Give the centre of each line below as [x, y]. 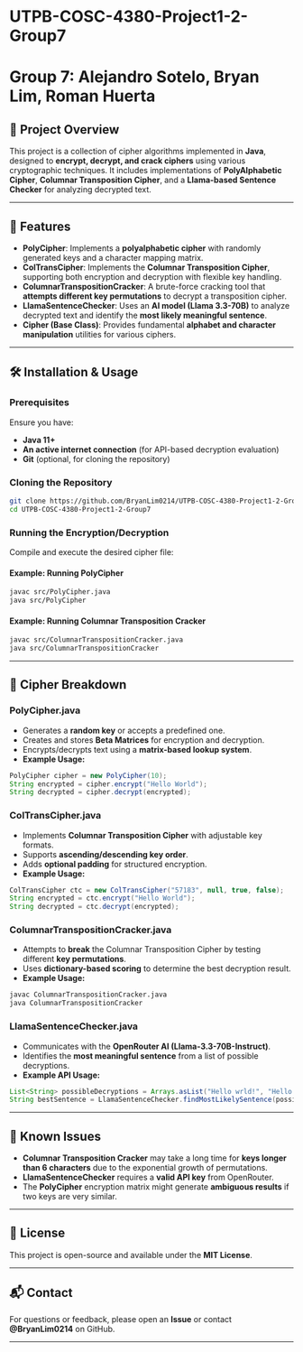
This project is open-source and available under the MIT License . [131, 1255]
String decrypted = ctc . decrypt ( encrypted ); [94, 907]
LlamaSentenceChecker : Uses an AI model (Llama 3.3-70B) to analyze [156, 306]
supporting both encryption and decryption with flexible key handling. [152, 277]
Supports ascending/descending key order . [106, 854]
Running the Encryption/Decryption [89, 532]
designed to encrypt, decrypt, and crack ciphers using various [128, 161]
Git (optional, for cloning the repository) [96, 458]
